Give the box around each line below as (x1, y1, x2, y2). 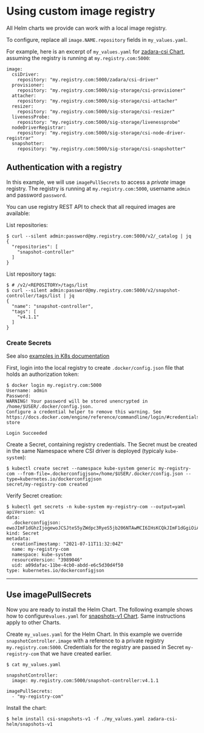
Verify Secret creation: (6, 492, 63, 499)
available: (6, 210, 30, 217)
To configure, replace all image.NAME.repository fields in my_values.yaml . (6, 36, 188, 43)
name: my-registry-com (12, 547, 69, 553)
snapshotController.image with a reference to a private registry (6, 636, 165, 644)
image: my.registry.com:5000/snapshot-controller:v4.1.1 (12, 677, 159, 684)
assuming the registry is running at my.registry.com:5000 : (6, 54, 151, 61)
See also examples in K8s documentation (6, 352, 110, 360)
